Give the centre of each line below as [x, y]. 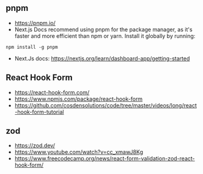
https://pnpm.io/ [35, 23]
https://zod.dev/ [35, 146]
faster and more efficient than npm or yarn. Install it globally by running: [105, 36]
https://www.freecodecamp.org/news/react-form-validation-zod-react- [105, 159]
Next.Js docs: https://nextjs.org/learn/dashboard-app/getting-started [102, 58]
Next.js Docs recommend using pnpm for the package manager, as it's [104, 29]
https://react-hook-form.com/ [52, 92]
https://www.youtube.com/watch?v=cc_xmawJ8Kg [79, 152]
